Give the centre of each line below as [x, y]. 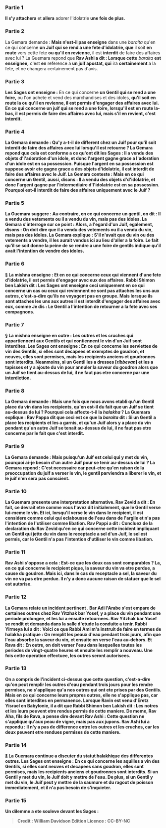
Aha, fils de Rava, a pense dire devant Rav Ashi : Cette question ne [75, 716]
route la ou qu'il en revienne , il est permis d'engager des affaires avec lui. [82, 103]
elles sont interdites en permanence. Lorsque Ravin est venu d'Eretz [77, 700]
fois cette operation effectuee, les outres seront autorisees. [68, 655]
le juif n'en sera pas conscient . [37, 478]
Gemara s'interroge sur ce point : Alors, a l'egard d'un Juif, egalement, [79, 224]
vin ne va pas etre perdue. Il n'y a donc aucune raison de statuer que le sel [83, 579]
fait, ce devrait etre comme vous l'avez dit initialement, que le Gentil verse [83, 507]
